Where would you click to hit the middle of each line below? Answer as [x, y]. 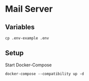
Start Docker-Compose [29, 65]
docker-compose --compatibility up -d [44, 74]
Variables [20, 27]
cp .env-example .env [27, 38]
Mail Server [29, 9]
